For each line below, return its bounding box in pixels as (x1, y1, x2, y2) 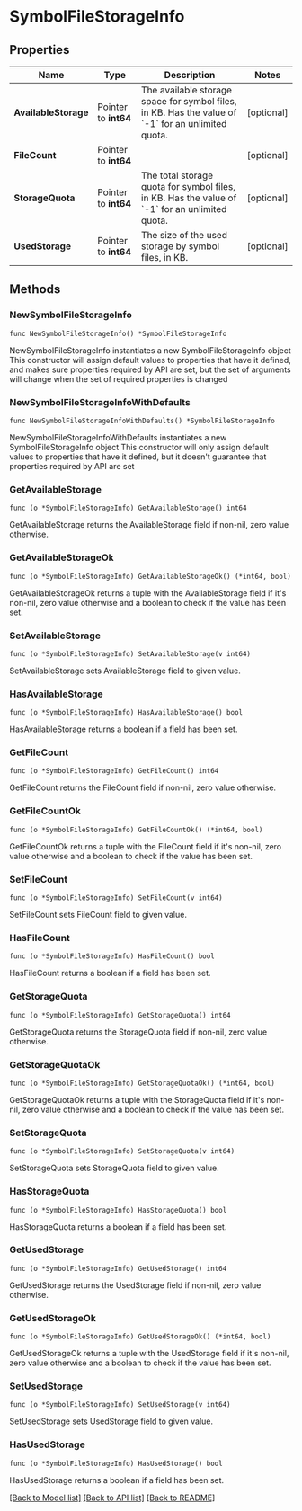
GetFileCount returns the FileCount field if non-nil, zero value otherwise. (9, 782, 277, 793)
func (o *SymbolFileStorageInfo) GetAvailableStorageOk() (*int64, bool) (9, 572, 292, 581)
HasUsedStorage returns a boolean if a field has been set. (9, 1474, 225, 1485)
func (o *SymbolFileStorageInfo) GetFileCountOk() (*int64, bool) (9, 825, 263, 834)
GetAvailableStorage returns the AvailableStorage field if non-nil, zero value (9, 520, 289, 530)
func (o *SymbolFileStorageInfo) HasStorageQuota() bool (9, 1205, 227, 1214)
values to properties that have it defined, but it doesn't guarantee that (9, 451, 267, 462)
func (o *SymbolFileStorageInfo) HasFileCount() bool (9, 952, 216, 961)
